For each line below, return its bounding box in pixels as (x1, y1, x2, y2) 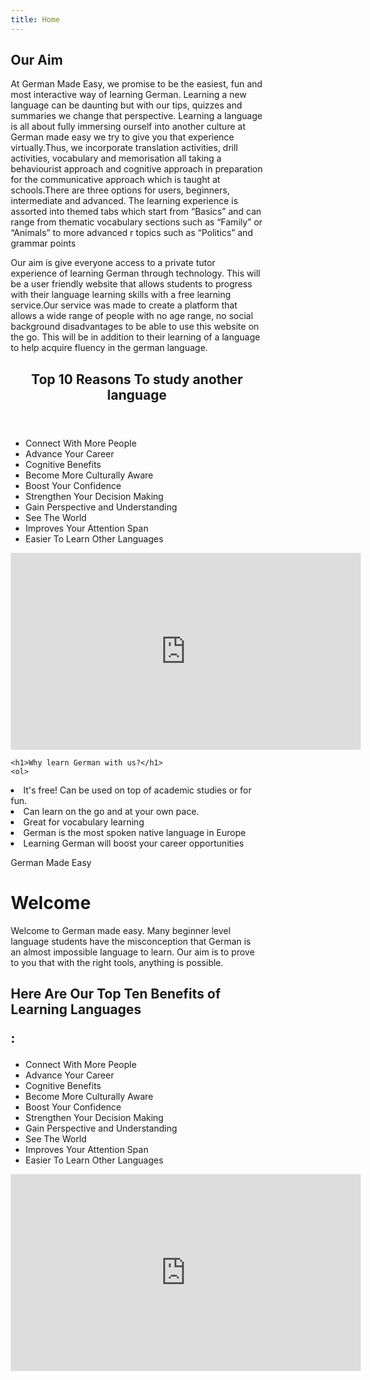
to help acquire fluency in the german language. (10, 342, 209, 354)
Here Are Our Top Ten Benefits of (10, 986, 221, 1003)
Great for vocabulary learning (23, 816, 145, 828)
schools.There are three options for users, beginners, (10, 184, 231, 196)
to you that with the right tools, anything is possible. (10, 956, 224, 968)
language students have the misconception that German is (10, 935, 252, 947)
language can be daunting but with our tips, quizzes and (10, 99, 243, 111)
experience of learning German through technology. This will (10, 267, 261, 280)
